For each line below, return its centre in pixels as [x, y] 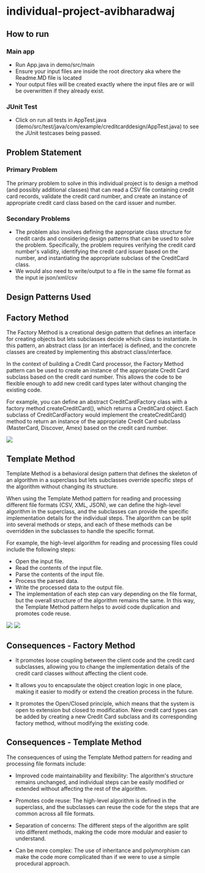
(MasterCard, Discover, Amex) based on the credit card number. [87, 428]
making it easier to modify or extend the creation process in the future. [104, 691]
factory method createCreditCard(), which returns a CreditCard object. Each [102, 409]
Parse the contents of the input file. [60, 574]
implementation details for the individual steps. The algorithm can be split [99, 518]
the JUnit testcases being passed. [58, 133]
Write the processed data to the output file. [69, 588]
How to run [28, 34]
